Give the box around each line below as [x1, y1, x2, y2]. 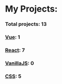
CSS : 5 [5, 73, 22, 80]
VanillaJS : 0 [5, 60, 34, 67]
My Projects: [5, 3, 58, 15]
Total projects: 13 [5, 21, 47, 28]
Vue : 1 [5, 34, 21, 41]
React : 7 [5, 47, 25, 53]
